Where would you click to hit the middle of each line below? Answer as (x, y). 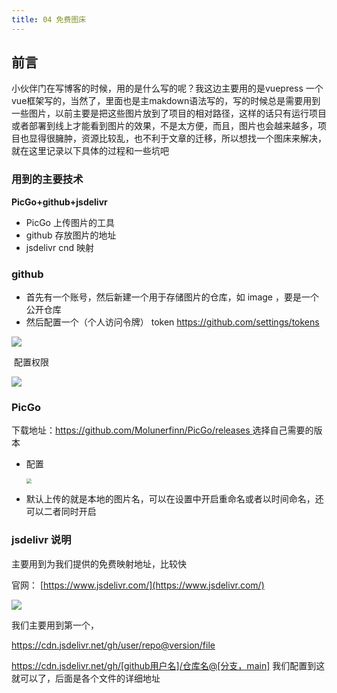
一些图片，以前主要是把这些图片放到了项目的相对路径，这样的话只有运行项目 (169, 113)
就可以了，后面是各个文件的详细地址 (86, 678)
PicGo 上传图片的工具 (70, 222)
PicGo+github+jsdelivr (59, 202)
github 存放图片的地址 (71, 235)
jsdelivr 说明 (41, 540)
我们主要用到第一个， (55, 625)
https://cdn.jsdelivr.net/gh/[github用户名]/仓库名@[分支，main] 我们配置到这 (168, 665)
